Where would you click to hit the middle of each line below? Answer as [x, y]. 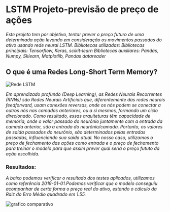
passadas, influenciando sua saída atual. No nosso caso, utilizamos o [79, 137]
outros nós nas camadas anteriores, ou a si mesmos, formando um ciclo [82, 110]
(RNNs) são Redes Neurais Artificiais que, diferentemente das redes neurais [86, 99]
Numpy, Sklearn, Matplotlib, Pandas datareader [56, 56]
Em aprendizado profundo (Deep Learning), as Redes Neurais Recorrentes [84, 94]
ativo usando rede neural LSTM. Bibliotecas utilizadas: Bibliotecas [75, 45]
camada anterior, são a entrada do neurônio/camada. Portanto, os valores [84, 126]
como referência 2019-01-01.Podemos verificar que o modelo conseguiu [82, 183]
